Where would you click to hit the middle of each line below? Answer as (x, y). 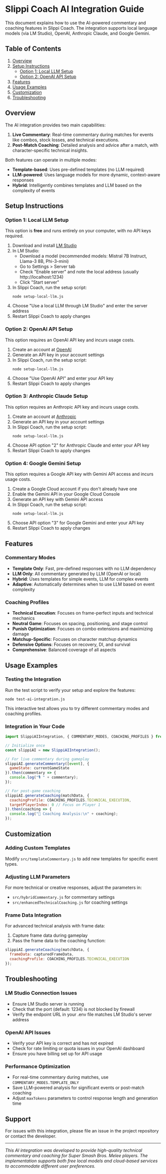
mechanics (23, 618)
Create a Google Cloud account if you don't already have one (75, 489)
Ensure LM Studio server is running (48, 1004)
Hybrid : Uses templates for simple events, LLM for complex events (80, 579)
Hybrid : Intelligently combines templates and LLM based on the (77, 185)
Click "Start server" (39, 282)
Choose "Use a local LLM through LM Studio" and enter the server (80, 306)
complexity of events (34, 190)
